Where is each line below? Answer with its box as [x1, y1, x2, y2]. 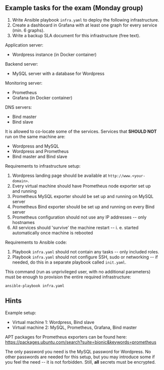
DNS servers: [5, 104, 32, 110]
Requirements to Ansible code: [5, 239, 67, 245]
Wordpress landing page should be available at [12, 173, 107, 178]
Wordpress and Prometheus [12, 148, 69, 154]
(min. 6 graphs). [12, 27, 45, 33]
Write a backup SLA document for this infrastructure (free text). [12, 32, 141, 38]
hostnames [12, 219, 35, 225]
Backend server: [5, 61, 38, 67]
